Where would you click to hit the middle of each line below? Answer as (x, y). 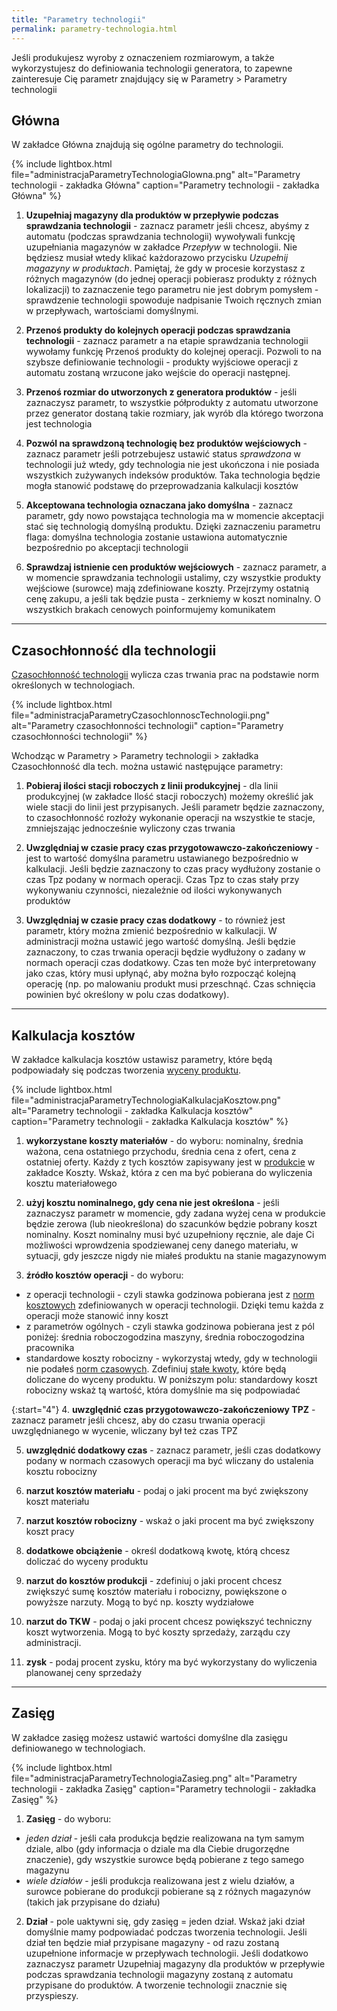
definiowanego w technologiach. (78, 1748)
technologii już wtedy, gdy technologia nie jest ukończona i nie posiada (172, 465)
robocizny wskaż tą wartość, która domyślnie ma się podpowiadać (163, 1390)
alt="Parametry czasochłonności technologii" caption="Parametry (147, 726)
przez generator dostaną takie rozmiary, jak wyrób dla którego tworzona (174, 413)
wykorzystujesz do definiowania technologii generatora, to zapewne (152, 68)
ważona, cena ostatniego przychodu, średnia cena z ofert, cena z (161, 1151)
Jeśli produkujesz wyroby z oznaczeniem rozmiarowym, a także (143, 57)
